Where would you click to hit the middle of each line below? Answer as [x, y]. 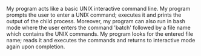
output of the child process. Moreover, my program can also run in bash [96, 21]
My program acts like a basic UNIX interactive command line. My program [98, 9]
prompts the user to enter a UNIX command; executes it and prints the [94, 15]
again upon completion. [36, 46]
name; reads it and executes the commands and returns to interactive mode [101, 40]
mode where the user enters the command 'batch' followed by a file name [98, 27]
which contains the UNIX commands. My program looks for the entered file [100, 34]
